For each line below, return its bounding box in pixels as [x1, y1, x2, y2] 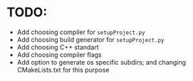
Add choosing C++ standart [16, 43, 99, 51]
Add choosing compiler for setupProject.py [16, 28, 145, 36]
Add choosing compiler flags [16, 50, 102, 59]
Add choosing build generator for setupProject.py [16, 35, 165, 43]
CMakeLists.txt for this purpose [16, 65, 110, 74]
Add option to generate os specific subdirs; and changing [16, 58, 187, 66]
